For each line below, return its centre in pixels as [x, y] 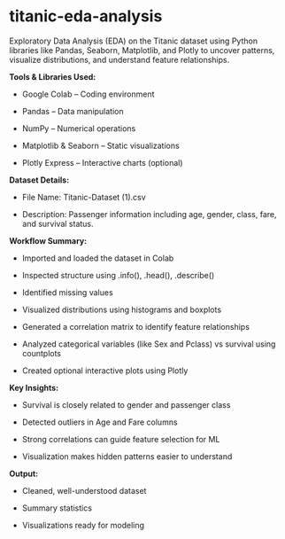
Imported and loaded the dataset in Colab [98, 258]
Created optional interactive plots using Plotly [105, 371]
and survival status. [58, 223]
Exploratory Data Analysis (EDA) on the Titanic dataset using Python [134, 41]
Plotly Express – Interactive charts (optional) [102, 162]
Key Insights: [34, 387]
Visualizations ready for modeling [83, 525]
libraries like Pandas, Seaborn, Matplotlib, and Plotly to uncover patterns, [142, 50]
